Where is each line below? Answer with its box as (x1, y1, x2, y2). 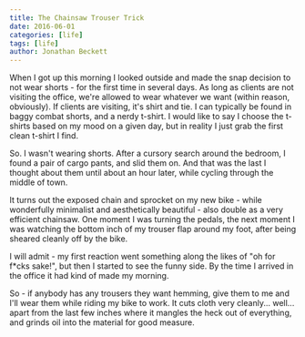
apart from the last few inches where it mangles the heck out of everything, (9, 307, 292, 319)
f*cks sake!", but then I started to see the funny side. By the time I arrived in (9, 260, 294, 271)
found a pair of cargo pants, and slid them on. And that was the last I (9, 158, 267, 168)
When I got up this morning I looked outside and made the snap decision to (9, 72, 291, 83)
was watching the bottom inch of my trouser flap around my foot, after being (9, 224, 297, 235)
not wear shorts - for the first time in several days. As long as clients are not (9, 82, 294, 93)
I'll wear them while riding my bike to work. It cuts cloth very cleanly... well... (9, 298, 295, 309)
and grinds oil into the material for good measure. (9, 317, 196, 328)
